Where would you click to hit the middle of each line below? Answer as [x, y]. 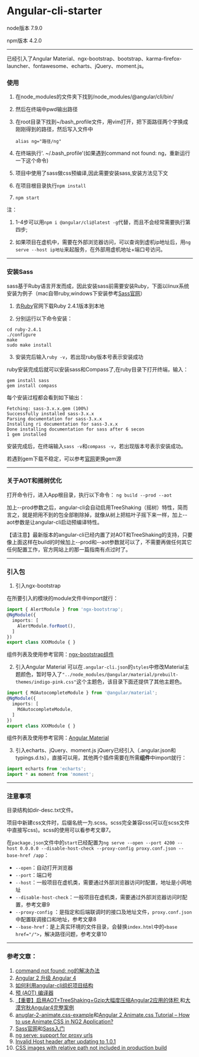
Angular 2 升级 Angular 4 [45, 978]
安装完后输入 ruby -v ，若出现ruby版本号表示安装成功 [79, 357]
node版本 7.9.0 [25, 28]
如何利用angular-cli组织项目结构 [54, 985]
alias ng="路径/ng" [38, 142]
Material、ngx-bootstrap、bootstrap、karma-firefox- [117, 58]
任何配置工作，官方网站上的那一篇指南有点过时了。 [69, 549]
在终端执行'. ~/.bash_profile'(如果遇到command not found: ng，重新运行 [103, 153]
